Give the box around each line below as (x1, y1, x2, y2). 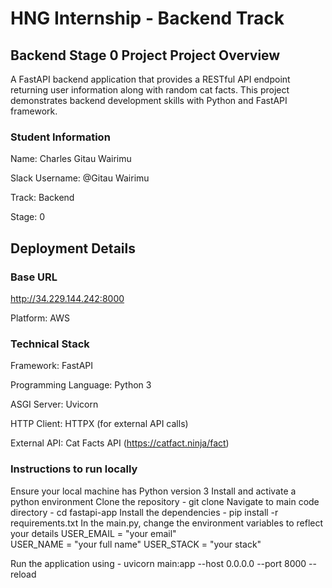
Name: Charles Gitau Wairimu (10, 153, 132, 165)
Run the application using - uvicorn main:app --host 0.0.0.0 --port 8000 (10, 557, 307, 569)
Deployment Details (10, 240, 136, 257)
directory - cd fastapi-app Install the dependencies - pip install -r (10, 506, 279, 518)
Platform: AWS (10, 312, 70, 324)
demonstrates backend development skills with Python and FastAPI (10, 95, 288, 106)
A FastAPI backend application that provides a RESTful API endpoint (10, 73, 291, 85)
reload (10, 568, 37, 580)
